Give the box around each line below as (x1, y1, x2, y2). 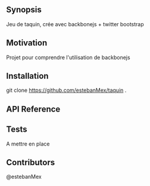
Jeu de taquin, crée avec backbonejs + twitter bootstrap (6, 20, 144, 27)
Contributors (6, 157, 55, 168)
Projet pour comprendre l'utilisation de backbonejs (6, 54, 130, 61)
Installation (6, 71, 49, 81)
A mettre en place (6, 140, 50, 147)
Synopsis (6, 5, 42, 15)
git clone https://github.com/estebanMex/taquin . (6, 86, 127, 94)
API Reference (6, 104, 61, 114)
